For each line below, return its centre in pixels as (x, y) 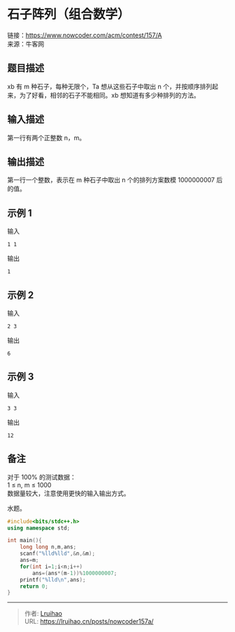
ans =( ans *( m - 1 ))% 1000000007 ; (75, 573)
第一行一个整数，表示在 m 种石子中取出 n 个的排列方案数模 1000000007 (111, 180)
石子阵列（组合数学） (69, 14)
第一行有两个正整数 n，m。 (47, 137)
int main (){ (24, 541)
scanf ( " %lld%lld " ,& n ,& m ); (58, 554)
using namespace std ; (39, 528)
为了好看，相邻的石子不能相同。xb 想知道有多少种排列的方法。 (110, 95)
